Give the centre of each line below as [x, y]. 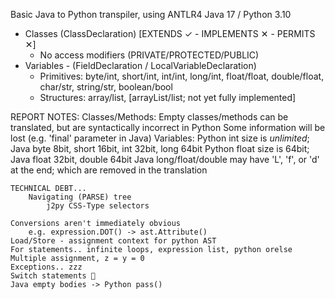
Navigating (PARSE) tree [80, 197]
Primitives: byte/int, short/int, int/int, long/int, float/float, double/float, [182, 76]
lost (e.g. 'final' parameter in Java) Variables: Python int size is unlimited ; [160, 138]
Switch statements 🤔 [53, 276]
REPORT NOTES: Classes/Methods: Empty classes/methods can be [149, 117]
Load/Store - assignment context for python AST [113, 241]
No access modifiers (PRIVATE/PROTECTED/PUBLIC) [149, 55]
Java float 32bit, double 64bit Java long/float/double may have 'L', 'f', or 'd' [165, 159]
